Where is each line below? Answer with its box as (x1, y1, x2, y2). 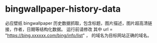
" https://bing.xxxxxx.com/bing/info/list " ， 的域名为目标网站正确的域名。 (5, 32, 152, 38)
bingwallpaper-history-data (5, 3, 121, 15)
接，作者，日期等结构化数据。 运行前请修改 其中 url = (5, 26, 113, 32)
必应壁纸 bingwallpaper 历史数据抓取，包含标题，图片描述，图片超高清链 (5, 20, 153, 26)
